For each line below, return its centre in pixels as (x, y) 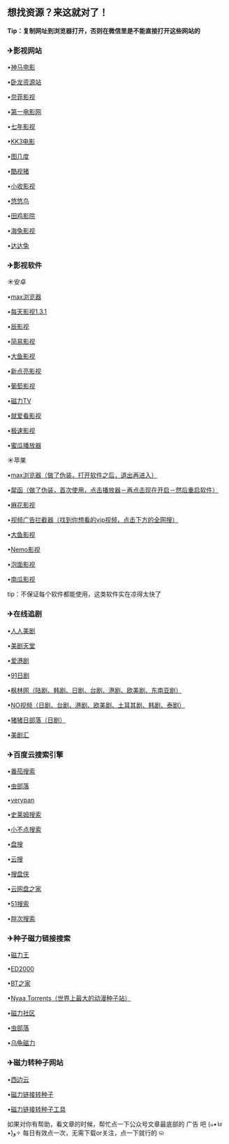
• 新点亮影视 (24, 371)
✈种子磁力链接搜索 (39, 938)
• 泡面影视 (21, 565)
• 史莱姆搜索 (24, 814)
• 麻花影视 (21, 505)
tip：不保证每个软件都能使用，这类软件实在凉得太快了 (84, 594)
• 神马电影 (21, 67)
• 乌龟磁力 (21, 1043)
